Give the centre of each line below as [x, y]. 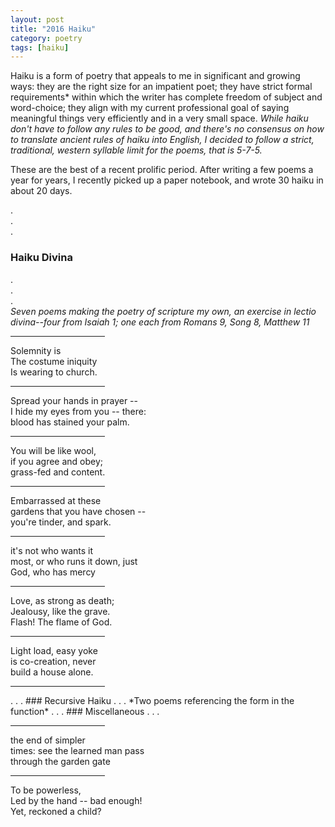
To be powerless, [46, 790]
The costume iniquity [54, 361]
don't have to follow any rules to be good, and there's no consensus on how [167, 129]
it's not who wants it [52, 550]
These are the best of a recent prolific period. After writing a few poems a [162, 170]
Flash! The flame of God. [61, 622]
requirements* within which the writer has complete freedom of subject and [166, 97]
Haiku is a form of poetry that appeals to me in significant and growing [155, 76]
